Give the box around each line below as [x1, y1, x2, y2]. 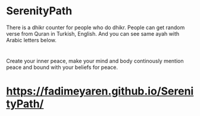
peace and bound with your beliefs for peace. [6, 64, 118, 71]
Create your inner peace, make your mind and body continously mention [6, 58, 184, 65]
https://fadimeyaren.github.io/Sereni [6, 84, 194, 98]
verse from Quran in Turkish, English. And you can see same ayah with [6, 30, 180, 37]
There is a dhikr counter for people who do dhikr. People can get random [6, 24, 185, 31]
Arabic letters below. [6, 36, 57, 43]
